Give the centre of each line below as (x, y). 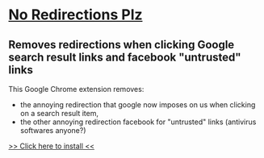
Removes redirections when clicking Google (122, 45)
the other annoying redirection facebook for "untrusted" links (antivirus (138, 122)
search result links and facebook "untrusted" (125, 57)
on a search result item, (59, 113)
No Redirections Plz (75, 15)
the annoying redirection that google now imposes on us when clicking (138, 105)
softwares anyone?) (53, 130)
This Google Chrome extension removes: (76, 89)
